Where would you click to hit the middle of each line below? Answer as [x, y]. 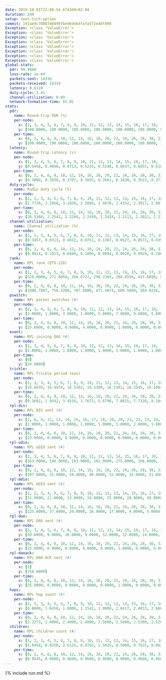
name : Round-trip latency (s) [45, 153]
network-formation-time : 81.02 [42, 102]
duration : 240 [20, 14]
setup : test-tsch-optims [31, 19]
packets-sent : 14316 [31, 79]
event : [16, 332]
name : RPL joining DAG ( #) [42, 337]
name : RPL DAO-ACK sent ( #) [43, 558]
